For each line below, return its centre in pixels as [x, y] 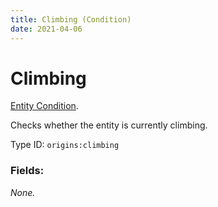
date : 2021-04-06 [46, 29]
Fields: [27, 171]
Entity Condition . [44, 106]
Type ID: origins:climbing [65, 145]
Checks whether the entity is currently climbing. [109, 125]
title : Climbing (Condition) [71, 19]
